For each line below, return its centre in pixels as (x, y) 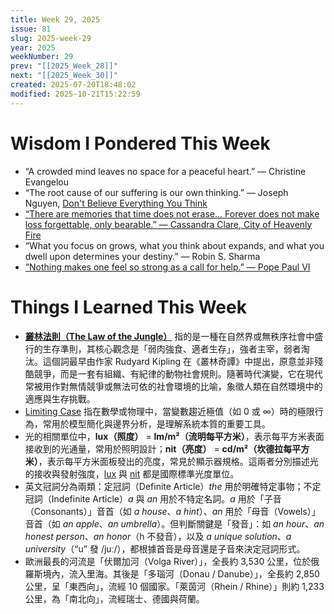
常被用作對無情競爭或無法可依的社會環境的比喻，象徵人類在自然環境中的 (173, 386)
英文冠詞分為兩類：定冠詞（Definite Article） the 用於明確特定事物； (164, 486)
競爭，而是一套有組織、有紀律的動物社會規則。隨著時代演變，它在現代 (178, 373)
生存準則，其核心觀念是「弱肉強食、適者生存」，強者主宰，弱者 (172, 348)
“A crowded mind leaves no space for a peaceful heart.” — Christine (165, 171)
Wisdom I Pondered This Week (140, 143)
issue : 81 (31, 29)
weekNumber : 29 (42, 57)
